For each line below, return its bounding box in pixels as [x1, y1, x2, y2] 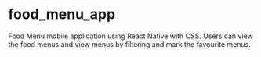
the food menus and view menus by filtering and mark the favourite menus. [8, 39, 251, 48]
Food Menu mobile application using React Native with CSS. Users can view [8, 31, 253, 41]
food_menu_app [8, 5, 116, 23]
